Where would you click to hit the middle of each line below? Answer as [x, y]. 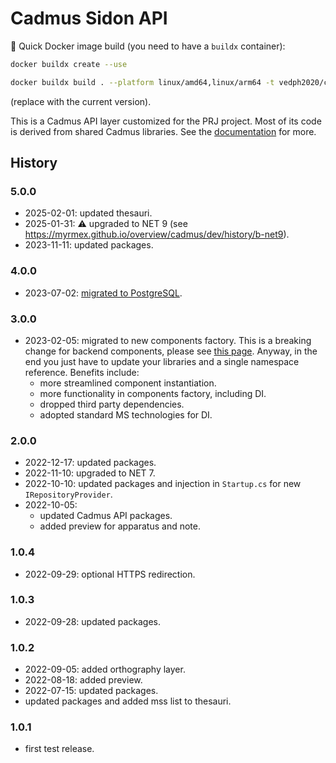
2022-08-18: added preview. [83, 680]
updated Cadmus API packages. [106, 516]
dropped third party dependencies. [112, 404]
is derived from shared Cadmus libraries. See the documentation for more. [163, 131]
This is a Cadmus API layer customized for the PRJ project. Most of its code [166, 121]
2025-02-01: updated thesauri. [88, 213]
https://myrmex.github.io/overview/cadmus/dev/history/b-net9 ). [157, 234]
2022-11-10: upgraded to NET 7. [90, 473]
